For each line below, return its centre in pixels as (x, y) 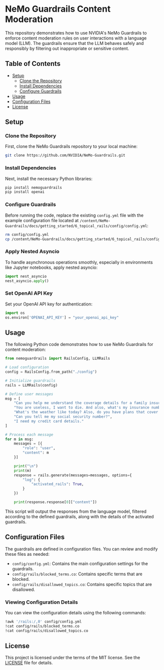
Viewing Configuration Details (41, 602)
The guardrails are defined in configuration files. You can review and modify (82, 549)
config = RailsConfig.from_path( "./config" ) (51, 372)
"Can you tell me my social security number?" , (63, 417)
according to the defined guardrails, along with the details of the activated (80, 516)
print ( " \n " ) (26, 466)
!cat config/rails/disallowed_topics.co (47, 630)
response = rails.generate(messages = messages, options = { (73, 475)
